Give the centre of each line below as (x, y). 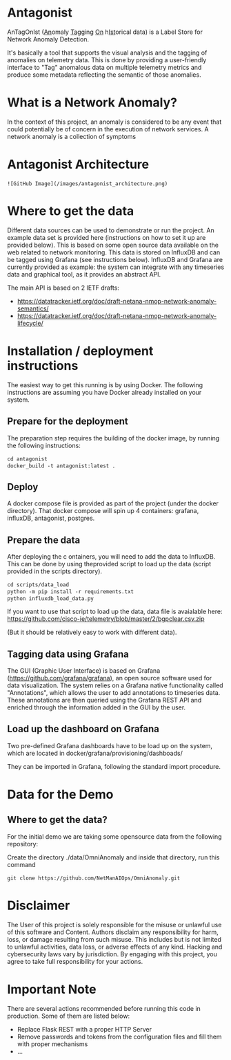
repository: (23, 844)
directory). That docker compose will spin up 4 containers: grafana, (103, 511)
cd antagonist (28, 459)
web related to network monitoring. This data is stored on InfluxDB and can (114, 252)
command (21, 864)
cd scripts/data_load (38, 585)
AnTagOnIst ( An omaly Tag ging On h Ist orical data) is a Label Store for (105, 32)
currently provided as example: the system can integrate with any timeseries (116, 267)
